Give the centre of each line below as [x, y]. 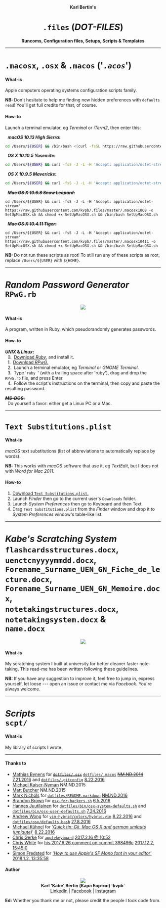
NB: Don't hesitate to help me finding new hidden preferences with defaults [83, 100]
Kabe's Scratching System [61, 539]
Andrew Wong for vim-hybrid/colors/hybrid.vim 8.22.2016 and [77, 816]
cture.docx [27, 580]
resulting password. [25, 388]
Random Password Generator [67, 285]
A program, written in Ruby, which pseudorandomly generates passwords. [81, 329]
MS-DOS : [15, 398]
